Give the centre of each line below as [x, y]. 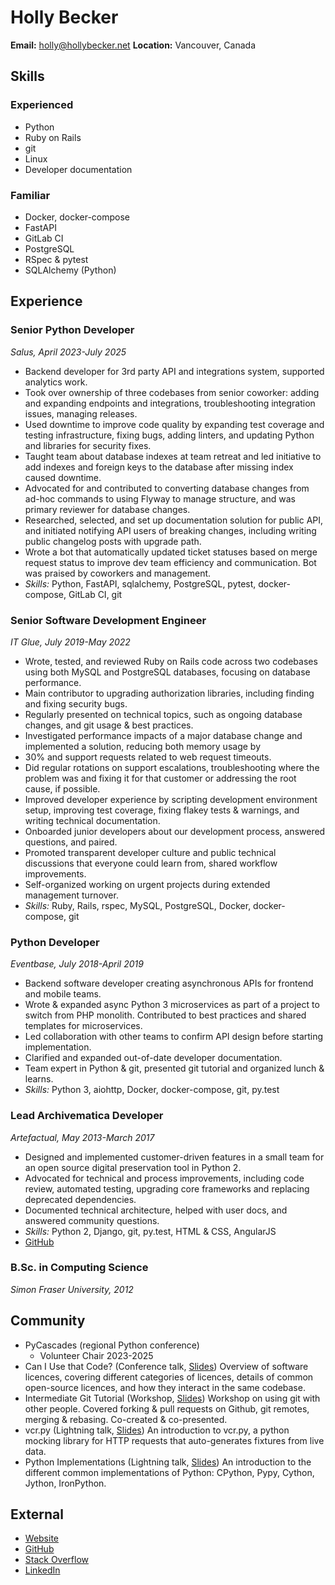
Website [42, 1538]
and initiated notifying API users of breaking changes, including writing [170, 530]
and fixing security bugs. [76, 703]
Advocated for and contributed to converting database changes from [167, 488]
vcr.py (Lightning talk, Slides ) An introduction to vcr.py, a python [157, 1430]
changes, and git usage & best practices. [109, 725]
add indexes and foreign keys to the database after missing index [159, 467]
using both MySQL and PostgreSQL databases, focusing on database [167, 672]
